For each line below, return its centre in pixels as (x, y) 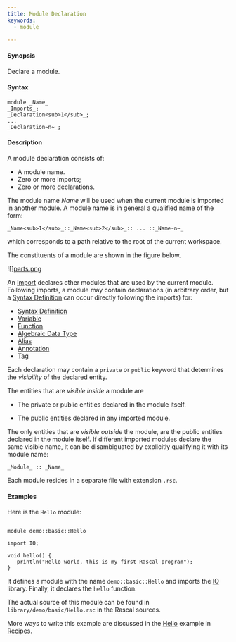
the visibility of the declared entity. (57, 377)
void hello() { (29, 556)
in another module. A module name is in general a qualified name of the (111, 208)
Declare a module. (34, 71)
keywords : (22, 20)
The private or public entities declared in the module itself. (101, 404)
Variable (29, 319)
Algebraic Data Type (47, 333)
